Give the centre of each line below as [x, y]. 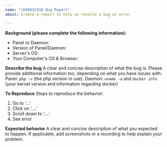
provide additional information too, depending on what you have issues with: [83, 73]
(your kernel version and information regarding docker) [62, 84]
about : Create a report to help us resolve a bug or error [68, 14]
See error [22, 119]
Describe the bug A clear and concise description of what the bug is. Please [84, 68]
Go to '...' [21, 103]
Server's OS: [25, 53]
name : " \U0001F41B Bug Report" [38, 10]
